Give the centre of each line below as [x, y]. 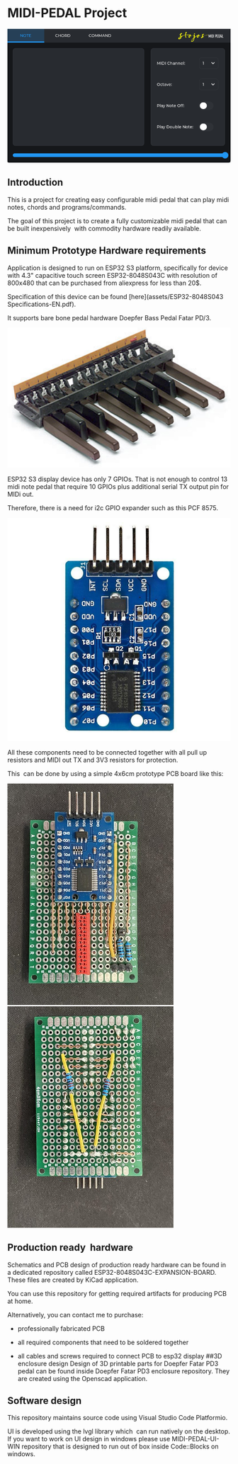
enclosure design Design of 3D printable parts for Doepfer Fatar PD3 [118, 1363]
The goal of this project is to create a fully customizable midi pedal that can [117, 220]
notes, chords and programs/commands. [67, 207]
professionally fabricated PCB [61, 1328]
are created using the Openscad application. [82, 1378]
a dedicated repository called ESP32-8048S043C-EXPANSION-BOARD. [112, 1272]
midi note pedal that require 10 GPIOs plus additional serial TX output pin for [118, 486]
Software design [45, 1401]
